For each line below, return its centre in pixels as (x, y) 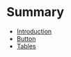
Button (26, 38)
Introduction (34, 31)
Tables (26, 46)
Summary (35, 12)
